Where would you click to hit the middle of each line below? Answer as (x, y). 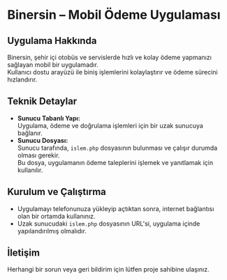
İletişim (24, 253)
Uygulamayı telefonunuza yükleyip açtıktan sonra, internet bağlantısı (116, 208)
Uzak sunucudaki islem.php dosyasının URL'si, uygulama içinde (109, 224)
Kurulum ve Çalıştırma (57, 192)
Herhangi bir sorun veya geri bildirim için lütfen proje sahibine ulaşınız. (108, 270)
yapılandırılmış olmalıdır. (52, 231)
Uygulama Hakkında (52, 41)
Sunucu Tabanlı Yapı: (49, 118)
